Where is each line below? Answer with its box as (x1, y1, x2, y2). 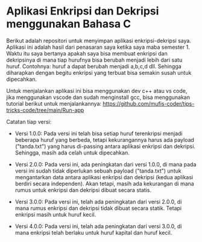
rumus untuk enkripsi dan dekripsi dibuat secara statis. (14, 186, 152, 194)
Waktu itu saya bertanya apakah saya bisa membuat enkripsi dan (6, 49, 168, 57)
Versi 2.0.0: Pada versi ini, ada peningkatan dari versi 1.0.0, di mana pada (14, 161, 197, 168)
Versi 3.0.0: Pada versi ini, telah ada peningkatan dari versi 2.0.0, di (14, 198, 182, 205)
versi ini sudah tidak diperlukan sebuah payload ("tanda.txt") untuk (14, 167, 182, 174)
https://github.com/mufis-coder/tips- (102, 100, 195, 107)
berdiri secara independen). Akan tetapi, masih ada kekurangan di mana (14, 180, 194, 187)
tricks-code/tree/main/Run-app (6, 106, 84, 113)
